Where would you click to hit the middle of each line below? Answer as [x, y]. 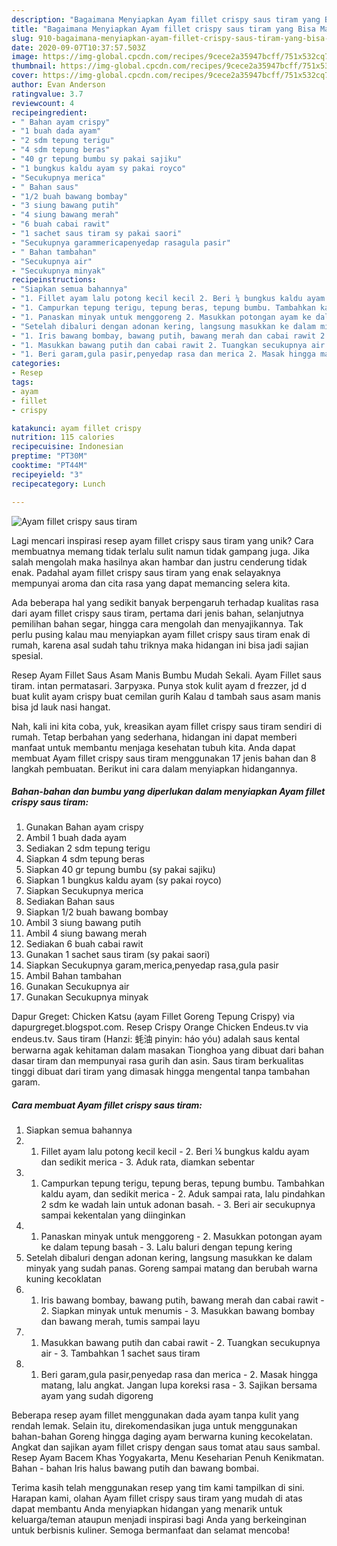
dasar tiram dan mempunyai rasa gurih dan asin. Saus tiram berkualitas [157, 1061]
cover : [25, 76]
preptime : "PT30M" [49, 456]
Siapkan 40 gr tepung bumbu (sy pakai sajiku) [120, 870]
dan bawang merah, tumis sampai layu [120, 1322]
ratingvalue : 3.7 [47, 94]
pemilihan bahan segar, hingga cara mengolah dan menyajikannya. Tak [157, 623]
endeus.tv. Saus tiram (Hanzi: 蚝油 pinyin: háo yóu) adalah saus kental [156, 1039]
